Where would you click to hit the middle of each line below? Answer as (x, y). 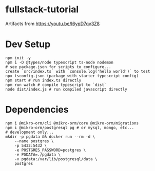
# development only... (30, 132)
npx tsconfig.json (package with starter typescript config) (72, 76)
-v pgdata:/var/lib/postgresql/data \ (56, 159)
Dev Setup (28, 44)
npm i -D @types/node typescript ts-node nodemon (60, 62)
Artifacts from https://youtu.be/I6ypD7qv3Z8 (53, 24)
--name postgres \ (34, 141)
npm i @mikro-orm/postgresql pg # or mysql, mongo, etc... (70, 127)
